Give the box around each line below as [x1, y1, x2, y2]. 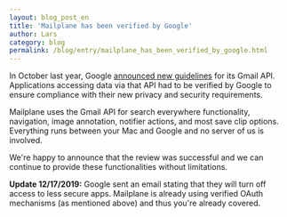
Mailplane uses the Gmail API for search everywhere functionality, [9, 107, 251, 117]
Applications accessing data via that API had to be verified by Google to [9, 80, 273, 91]
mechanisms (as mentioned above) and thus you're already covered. [9, 197, 260, 209]
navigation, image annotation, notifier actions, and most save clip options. [9, 117, 280, 127]
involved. [9, 135, 43, 146]
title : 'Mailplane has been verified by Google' [9, 21, 193, 30]
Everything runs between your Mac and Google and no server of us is [9, 125, 265, 136]
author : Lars [9, 29, 58, 38]
